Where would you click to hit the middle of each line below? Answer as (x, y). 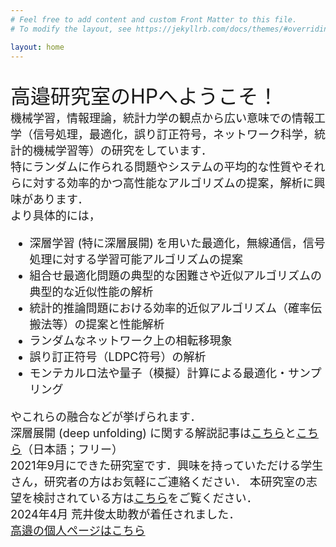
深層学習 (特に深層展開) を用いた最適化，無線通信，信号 (177, 243)
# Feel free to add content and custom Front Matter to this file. (154, 19)
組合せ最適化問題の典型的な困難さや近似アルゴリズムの (176, 276)
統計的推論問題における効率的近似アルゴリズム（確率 (170, 308)
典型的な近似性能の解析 (91, 292)
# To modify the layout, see (71, 29)
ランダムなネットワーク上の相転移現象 (131, 341)
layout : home (37, 47)
